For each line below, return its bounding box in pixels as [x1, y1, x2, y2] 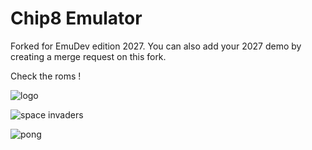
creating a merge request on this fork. [10, 50, 167, 62]
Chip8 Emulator [10, 7, 143, 30]
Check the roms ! [10, 70, 82, 82]
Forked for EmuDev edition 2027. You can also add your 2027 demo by [10, 40, 302, 52]
